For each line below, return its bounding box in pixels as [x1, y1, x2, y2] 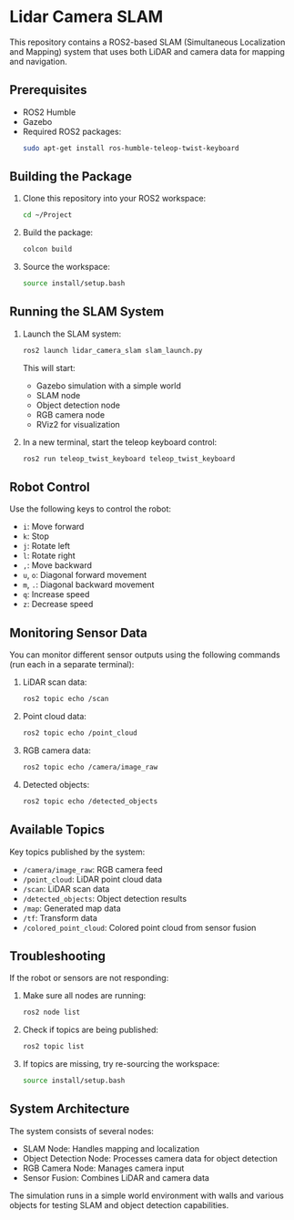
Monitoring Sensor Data [9, 625, 148, 640]
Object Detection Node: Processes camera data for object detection [22, 1153, 278, 1163]
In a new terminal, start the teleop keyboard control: [22, 436, 218, 448]
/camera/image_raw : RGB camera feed [22, 863, 164, 874]
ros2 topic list [22, 1042, 85, 1051]
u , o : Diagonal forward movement [22, 570, 147, 581]
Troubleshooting [9, 948, 106, 964]
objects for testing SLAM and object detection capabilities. [9, 1199, 229, 1210]
